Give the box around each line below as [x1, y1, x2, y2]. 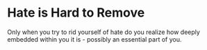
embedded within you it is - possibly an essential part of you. [7, 35, 182, 43]
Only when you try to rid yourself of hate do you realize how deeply [7, 28, 200, 36]
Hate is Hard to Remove [7, 5, 145, 21]
